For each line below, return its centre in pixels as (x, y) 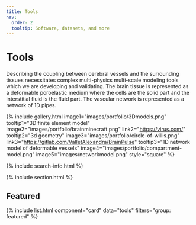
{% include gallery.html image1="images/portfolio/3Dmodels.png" (86, 117)
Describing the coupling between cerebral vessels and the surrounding (93, 74)
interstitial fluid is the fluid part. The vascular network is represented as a (95, 99)
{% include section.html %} (40, 178)
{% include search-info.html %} (45, 166)
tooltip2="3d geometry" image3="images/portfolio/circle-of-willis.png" (93, 136)
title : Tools (22, 12)
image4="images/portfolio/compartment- (131, 148)
